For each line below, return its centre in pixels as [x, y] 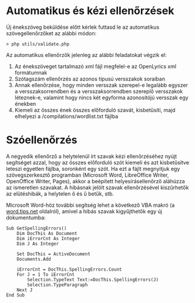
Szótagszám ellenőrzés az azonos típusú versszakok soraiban [90, 79]
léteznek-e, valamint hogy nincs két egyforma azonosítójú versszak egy [102, 97]
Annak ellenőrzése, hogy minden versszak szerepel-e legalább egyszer [101, 85]
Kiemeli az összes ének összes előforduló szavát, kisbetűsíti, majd [95, 110]
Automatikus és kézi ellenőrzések [90, 11]
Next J [25, 290]
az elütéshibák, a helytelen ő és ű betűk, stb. [60, 193]
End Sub [16, 295]
